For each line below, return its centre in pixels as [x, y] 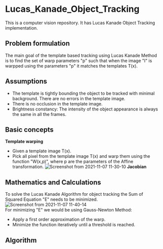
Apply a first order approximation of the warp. [59, 219]
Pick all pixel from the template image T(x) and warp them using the [81, 156]
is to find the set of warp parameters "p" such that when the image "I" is [79, 61]
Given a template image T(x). [42, 151]
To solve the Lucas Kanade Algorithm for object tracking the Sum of [74, 194]
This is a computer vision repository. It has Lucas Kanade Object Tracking [80, 23]
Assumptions [26, 82]
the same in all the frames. [39, 114]
